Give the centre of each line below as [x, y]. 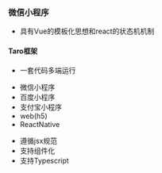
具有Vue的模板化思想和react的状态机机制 [87, 31]
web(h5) [33, 116]
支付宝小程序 [40, 107]
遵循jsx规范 [39, 140]
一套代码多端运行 [48, 70]
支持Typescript [44, 160]
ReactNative [40, 124]
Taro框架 [23, 51]
